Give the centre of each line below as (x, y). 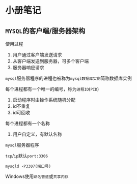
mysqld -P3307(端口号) (28, 166)
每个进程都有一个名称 (28, 123)
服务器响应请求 (28, 67)
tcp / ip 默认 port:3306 (27, 156)
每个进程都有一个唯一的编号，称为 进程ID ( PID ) (52, 89)
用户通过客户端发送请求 (37, 55)
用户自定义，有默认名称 (37, 134)
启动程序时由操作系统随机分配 (44, 100)
